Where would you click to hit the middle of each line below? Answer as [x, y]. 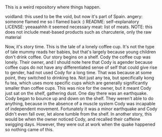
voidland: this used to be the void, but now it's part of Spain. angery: [74, 16]
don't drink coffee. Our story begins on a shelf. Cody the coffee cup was [78, 57]
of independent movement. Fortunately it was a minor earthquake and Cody [81, 109]
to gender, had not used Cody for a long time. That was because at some [79, 72]
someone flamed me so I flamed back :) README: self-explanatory [72, 22]
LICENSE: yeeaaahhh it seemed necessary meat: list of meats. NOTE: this [79, 27]
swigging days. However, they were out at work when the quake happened [80, 124]
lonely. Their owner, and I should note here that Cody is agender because [79, 62]
